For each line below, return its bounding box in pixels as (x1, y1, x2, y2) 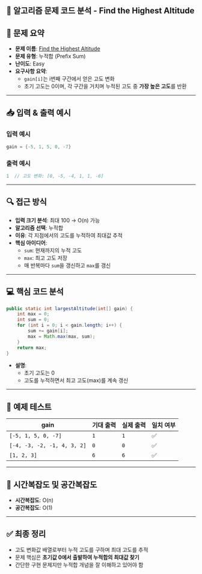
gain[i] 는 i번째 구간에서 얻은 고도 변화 (23, 75, 115, 82)
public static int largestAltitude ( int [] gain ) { (6, 305, 133, 311)
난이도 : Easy (14, 60, 45, 67)
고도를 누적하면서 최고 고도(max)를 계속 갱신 (23, 377, 129, 384)
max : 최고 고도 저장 (23, 254, 68, 261)
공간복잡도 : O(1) (14, 504, 53, 511)
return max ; (17, 344, 47, 350)
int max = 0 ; (17, 311, 50, 317)
